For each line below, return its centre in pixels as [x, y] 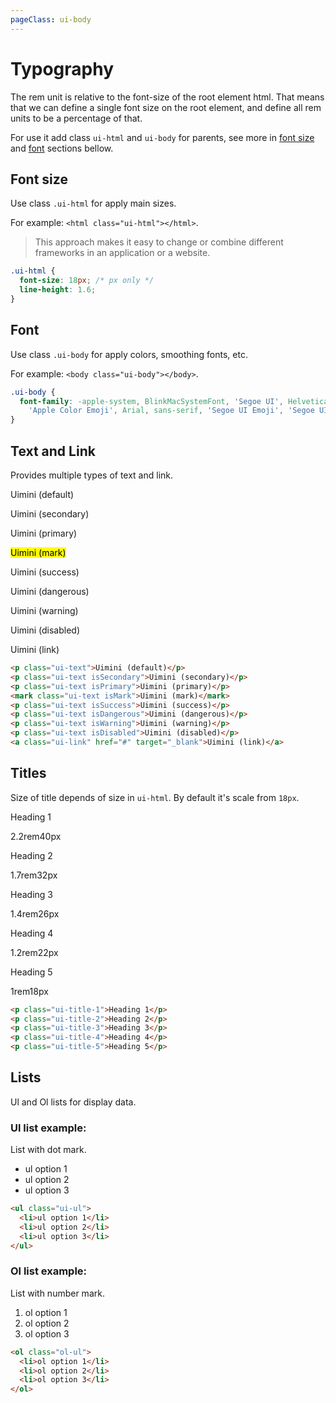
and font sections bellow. [62, 148]
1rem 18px [29, 991]
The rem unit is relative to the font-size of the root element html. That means [167, 97]
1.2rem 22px [34, 952]
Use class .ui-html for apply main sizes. [93, 203]
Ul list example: [48, 1128]
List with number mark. [57, 1293]
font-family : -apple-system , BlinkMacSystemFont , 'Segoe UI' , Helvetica [174, 401]
